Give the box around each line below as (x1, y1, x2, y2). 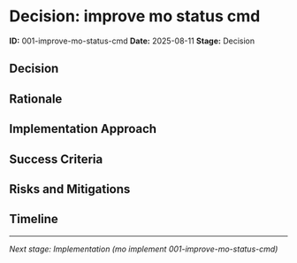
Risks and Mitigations (9, 182, 131, 197)
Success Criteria (9, 151, 103, 166)
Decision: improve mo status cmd (9, 6, 261, 27)
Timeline (9, 212, 59, 227)
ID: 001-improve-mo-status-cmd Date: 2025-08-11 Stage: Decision (9, 35, 255, 46)
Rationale (9, 91, 63, 106)
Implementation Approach (9, 121, 157, 136)
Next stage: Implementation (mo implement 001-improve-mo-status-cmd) (9, 244, 278, 254)
